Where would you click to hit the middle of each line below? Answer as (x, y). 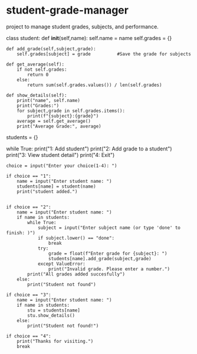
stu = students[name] (54, 310)
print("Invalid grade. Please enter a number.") (109, 269)
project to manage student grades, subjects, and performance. (83, 27)
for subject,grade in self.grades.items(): (71, 111)
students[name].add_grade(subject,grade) (100, 258)
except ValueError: (61, 264)
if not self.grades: (42, 69)
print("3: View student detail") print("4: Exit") (60, 155)
